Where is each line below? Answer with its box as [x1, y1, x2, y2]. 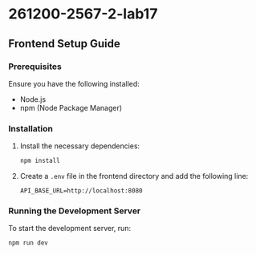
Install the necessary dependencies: [19, 141, 140, 151]
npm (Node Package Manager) [19, 103, 123, 112]
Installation [8, 123, 54, 134]
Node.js [19, 94, 47, 104]
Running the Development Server [8, 205, 141, 217]
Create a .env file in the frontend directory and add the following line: [19, 172, 249, 181]
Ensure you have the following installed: [8, 79, 140, 88]
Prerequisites [8, 61, 62, 72]
